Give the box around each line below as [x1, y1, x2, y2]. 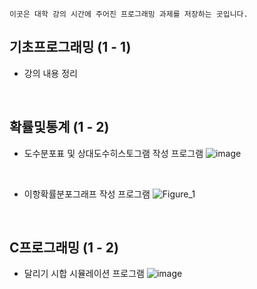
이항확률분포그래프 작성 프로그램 [23, 188, 151, 200]
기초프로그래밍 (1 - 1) [9, 39, 132, 56]
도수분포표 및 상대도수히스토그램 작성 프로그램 [23, 147, 204, 159]
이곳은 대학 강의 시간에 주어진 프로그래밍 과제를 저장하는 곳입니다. [9, 9, 249, 19]
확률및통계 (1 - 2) [9, 119, 110, 136]
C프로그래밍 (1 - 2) [9, 239, 119, 257]
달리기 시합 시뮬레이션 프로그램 [23, 268, 145, 280]
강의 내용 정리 [23, 67, 78, 79]
